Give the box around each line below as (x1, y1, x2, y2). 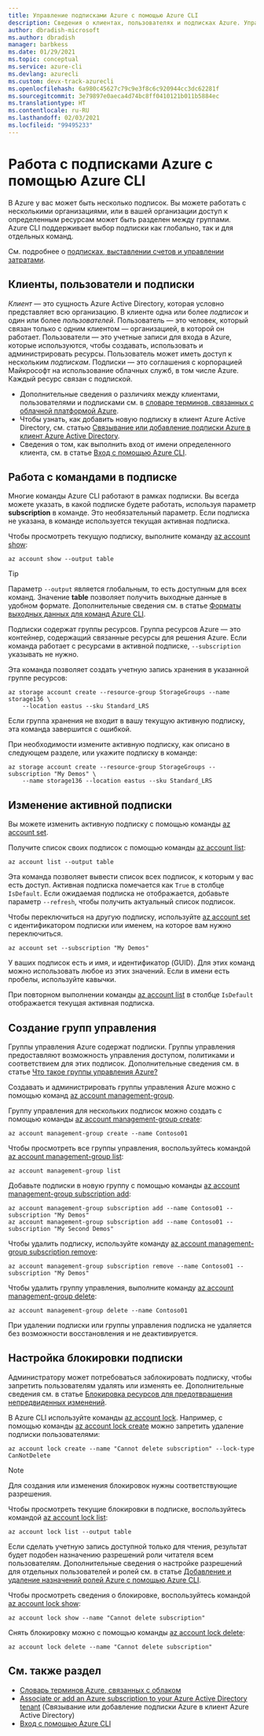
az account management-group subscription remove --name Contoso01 (8, 1262, 234, 1270)
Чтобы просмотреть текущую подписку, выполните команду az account (8, 532, 251, 541)
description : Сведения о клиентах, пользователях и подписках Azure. (8, 19, 241, 27)
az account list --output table (8, 859, 114, 866)
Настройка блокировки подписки (8, 1351, 183, 1365)
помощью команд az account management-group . (8, 1091, 175, 1100)
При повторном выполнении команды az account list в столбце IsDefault (8, 990, 254, 999)
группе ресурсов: (8, 674, 68, 683)
